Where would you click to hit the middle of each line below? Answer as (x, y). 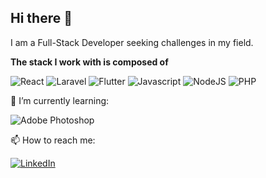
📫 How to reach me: (53, 140)
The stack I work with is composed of (89, 62)
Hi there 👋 (41, 18)
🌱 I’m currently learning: (60, 100)
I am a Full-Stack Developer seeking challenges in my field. (132, 42)
